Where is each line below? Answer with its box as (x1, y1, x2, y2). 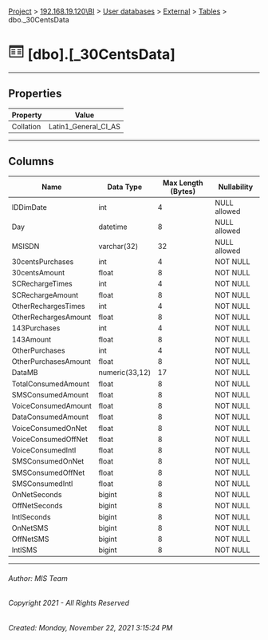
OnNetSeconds (11, 490, 62, 500)
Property (11, 110, 42, 120)
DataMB (11, 368, 38, 377)
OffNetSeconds (11, 501, 63, 511)
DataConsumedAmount (11, 412, 89, 422)
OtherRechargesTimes (11, 301, 85, 310)
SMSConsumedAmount (11, 389, 89, 399)
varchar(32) (98, 242, 139, 251)
